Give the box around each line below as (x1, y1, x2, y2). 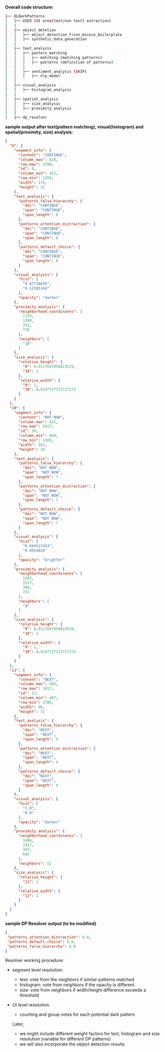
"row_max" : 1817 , (18, 686, 54, 691)
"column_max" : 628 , (18, 157, 58, 162)
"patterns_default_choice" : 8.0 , (7, 939, 76, 944)
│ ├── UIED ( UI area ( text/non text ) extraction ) (5, 18, 111, 23)
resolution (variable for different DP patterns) (19, 1036, 111, 1042)
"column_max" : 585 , (18, 681, 58, 687)
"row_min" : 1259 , (18, 176, 54, 181)
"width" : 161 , (18, 442, 48, 447)
